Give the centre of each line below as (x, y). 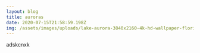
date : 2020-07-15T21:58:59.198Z (46, 22)
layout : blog (22, 11)
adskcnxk (18, 45)
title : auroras (25, 17)
